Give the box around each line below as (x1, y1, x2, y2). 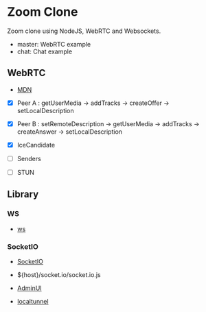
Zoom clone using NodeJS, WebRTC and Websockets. (7, 27, 161, 35)
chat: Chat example (16, 47, 73, 56)
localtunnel (16, 298, 49, 306)
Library (7, 189, 39, 200)
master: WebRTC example (16, 40, 91, 48)
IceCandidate (16, 141, 56, 149)
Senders (16, 154, 41, 163)
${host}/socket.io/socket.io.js (16, 271, 101, 279)
